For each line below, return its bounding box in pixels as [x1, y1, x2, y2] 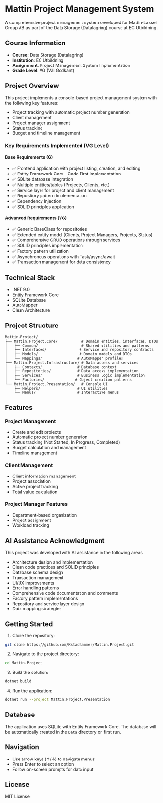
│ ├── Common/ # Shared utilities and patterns [5, 343, 150, 348]
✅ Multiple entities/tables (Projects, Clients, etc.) [12, 182, 110, 188]
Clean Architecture [12, 307, 50, 313]
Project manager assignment [12, 120, 70, 126]
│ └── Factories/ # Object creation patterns [5, 377, 132, 382]
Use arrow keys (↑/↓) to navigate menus [12, 756, 95, 762]
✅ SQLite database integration [12, 176, 73, 182]
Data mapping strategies [12, 606, 62, 611]
